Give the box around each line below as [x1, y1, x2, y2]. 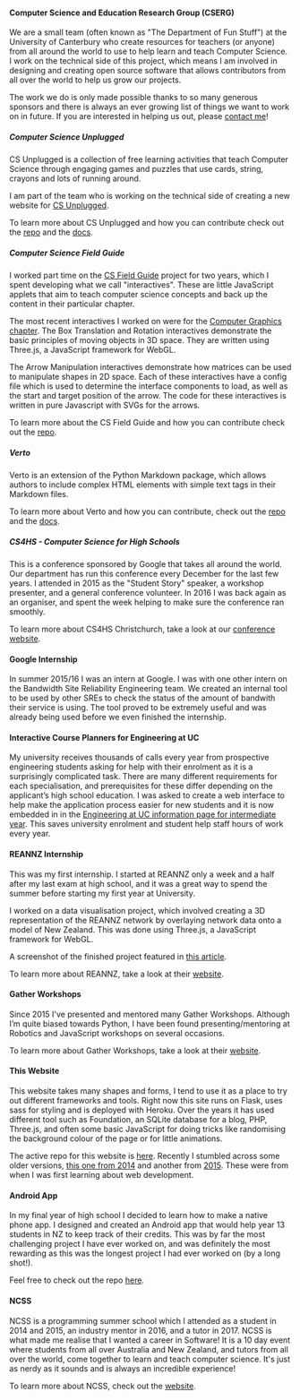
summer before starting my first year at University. [9, 888, 195, 898]
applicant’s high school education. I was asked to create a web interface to [9, 790, 285, 801]
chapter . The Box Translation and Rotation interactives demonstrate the [9, 325, 272, 336]
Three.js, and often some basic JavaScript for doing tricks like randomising [9, 1124, 287, 1135]
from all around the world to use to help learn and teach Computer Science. [9, 46, 288, 57]
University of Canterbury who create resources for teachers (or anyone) [9, 37, 276, 47]
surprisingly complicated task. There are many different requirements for [9, 771, 278, 782]
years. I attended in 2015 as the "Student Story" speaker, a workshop [9, 578, 264, 588]
